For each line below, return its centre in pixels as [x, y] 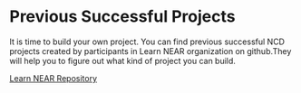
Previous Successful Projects [122, 17]
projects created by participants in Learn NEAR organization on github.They [150, 51]
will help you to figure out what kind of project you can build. [122, 60]
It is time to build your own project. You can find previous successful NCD [147, 42]
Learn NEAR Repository [53, 78]
